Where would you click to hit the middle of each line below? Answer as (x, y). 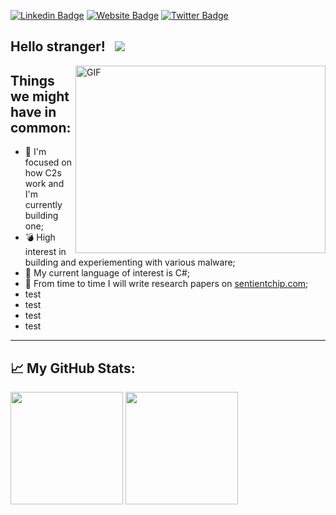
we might (40, 96)
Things (32, 80)
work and (44, 184)
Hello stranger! (58, 46)
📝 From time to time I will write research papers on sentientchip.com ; (166, 284)
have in (33, 111)
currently (43, 205)
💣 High (40, 237)
